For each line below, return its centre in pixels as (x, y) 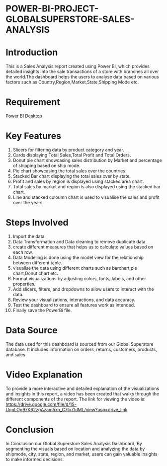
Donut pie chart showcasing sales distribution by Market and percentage (87, 160)
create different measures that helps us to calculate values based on (83, 247)
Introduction (32, 52)
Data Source (32, 330)
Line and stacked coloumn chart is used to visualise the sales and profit (86, 197)
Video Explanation (44, 375)
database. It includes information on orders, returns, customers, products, (81, 349)
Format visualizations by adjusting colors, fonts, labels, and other (79, 278)
